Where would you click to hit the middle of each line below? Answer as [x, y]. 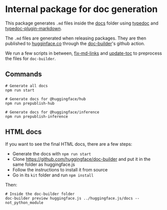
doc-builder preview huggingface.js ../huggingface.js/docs [69, 198]
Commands [24, 74]
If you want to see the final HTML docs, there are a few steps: [69, 144]
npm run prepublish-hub [30, 103]
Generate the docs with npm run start [52, 153]
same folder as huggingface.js [43, 164]
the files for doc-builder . [30, 58]
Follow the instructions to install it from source [60, 169]
